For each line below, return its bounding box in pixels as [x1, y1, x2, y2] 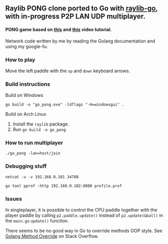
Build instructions [5, 80, 51, 88]
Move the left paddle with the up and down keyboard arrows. [5, 68, 130, 74]
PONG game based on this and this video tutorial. [5, 26, 112, 32]
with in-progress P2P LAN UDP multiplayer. [5, 12, 146, 21]
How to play [5, 56, 36, 63]
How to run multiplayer [5, 139, 63, 147]
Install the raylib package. [12, 121, 69, 127]
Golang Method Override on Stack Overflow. [5, 233, 99, 239]
